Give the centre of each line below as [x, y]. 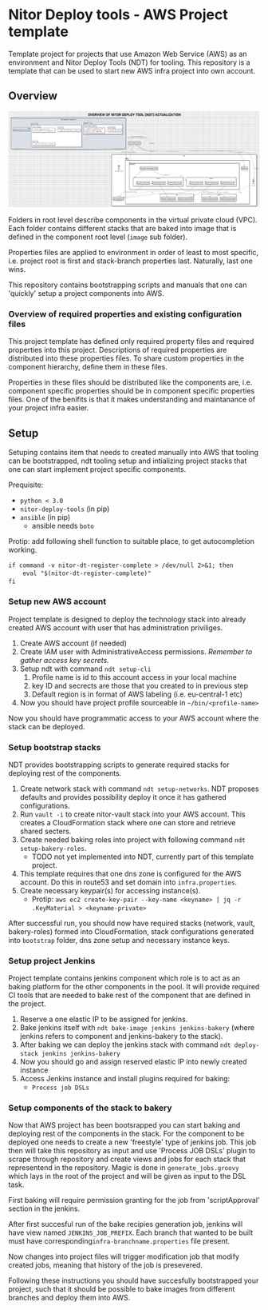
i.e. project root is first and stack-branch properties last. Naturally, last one [130, 261]
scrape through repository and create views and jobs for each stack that [127, 1159]
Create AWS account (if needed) [73, 643]
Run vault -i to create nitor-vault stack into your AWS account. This [132, 814]
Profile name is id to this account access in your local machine [134, 677]
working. [23, 550]
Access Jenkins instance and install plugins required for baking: [125, 1079]
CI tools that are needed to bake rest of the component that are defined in [130, 995]
